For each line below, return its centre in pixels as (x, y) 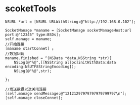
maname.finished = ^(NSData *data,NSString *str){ (58, 58)
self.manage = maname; (28, 39)
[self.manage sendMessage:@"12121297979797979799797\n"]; (66, 93)
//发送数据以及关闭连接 (26, 89)
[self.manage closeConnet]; (34, 98)
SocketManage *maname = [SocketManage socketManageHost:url (69, 30)
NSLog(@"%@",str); (33, 71)
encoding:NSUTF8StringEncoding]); (41, 67)
